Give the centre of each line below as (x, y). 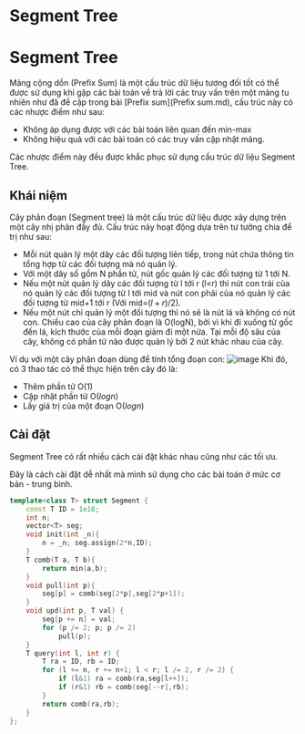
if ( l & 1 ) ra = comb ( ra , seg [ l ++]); (123, 679)
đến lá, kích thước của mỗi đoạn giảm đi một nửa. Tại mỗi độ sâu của (151, 331)
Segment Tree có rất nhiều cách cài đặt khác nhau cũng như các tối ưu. (143, 456)
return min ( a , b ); (75, 568)
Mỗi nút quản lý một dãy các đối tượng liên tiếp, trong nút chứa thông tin (158, 254)
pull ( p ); (75, 636)
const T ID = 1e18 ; (63, 509)
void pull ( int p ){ (61, 585)
